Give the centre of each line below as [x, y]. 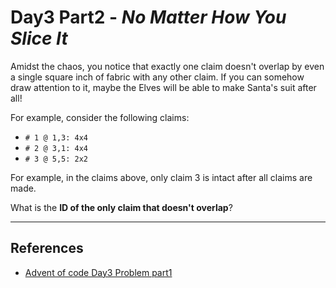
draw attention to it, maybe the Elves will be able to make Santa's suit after [163, 87]
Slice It [39, 38]
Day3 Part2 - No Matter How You [148, 17]
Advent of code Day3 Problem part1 [98, 272]
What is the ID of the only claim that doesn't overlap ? [121, 207]
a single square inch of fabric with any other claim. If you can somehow [157, 77]
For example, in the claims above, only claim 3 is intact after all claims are [161, 177]
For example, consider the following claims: [100, 117]
